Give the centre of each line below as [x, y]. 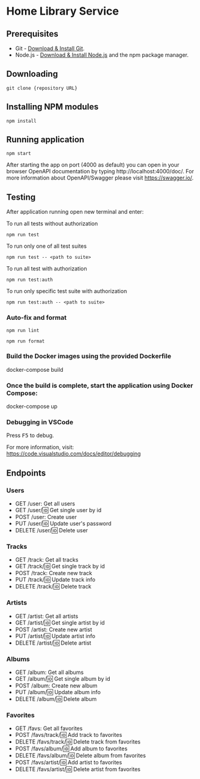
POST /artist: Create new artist [54, 629]
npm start [19, 154]
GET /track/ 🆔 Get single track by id [60, 567]
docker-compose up [32, 407]
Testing [21, 197]
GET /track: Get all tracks [47, 560]
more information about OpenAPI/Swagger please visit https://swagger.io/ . [100, 178]
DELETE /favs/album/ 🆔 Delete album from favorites [80, 756]
